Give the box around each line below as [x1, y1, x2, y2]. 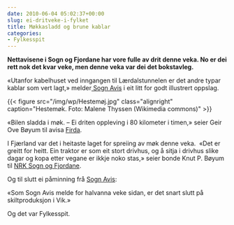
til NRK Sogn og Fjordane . [7, 161, 82, 170]
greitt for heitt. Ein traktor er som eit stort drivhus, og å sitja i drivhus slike [7, 147, 219, 155]
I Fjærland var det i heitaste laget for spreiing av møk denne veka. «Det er [7, 139, 221, 147]
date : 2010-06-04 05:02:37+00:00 [7, 10, 105, 17]
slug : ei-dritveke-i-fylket [7, 17, 89, 24]
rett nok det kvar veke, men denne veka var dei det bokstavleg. [7, 63, 194, 71]
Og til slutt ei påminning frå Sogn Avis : [7, 175, 117, 184]
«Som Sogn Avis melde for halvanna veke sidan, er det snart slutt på [7, 189, 204, 197]
